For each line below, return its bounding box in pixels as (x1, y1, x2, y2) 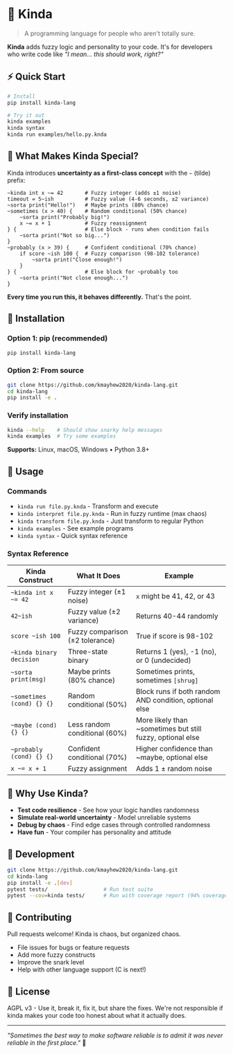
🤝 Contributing (7, 911, 72, 923)
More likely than (135, 716, 189, 725)
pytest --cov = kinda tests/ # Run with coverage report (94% (7, 892, 200, 899)
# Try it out (7, 112, 45, 119)
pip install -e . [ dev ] (7, 879, 73, 886)
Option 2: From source (7, 365, 85, 375)
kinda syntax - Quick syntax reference (17, 532, 128, 540)
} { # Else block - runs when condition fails (7, 225, 209, 233)
